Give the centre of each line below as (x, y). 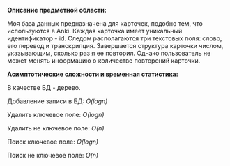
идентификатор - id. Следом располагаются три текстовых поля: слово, (115, 38)
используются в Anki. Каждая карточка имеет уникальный (95, 31)
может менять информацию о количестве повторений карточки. (104, 61)
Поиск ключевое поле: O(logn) (53, 142)
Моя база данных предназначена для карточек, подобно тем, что (105, 23)
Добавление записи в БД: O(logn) (58, 101)
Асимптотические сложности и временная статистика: (93, 74)
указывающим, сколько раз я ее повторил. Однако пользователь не (109, 53)
